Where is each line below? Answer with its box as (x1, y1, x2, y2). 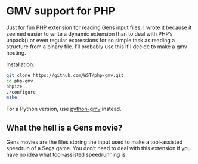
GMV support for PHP (6, 4, 116, 18)
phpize (6, 83, 23, 89)
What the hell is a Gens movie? (6, 122, 123, 132)
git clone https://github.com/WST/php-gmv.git (6, 72, 124, 78)
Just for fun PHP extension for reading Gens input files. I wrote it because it (6, 24, 192, 31)
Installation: (6, 61, 35, 68)
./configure (6, 89, 36, 95)
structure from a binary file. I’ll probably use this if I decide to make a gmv (6, 43, 188, 50)
